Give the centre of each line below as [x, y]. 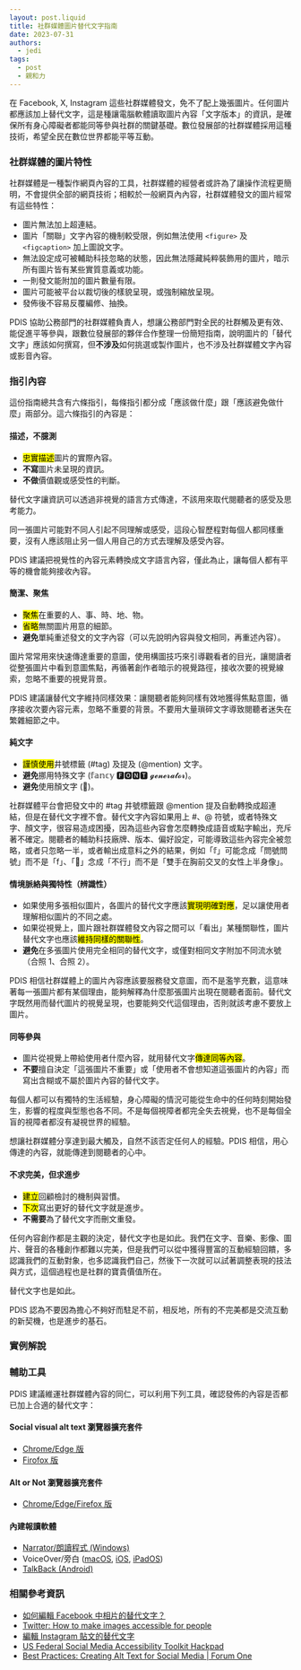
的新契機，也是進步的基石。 [60, 1321]
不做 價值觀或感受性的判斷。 [73, 480]
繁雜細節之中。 [37, 720]
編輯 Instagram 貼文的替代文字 [78, 1636]
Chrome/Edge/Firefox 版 [67, 1504]
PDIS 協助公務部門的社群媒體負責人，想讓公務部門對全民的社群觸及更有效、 [149, 322]
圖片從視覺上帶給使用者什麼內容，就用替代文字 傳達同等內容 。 [136, 1058]
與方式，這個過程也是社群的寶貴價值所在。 [88, 1272]
